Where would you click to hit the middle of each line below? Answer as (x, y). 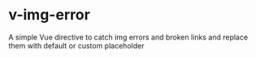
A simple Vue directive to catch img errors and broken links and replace (128, 37)
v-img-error (50, 15)
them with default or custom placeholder (76, 45)
